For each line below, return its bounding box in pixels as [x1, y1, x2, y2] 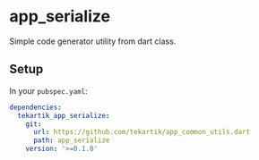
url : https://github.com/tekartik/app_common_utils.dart [32, 128, 251, 137]
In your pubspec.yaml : [9, 85, 88, 96]
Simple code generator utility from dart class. [9, 36, 177, 46]
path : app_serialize [32, 136, 110, 145]
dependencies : [9, 103, 63, 112]
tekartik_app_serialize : [17, 111, 110, 120]
